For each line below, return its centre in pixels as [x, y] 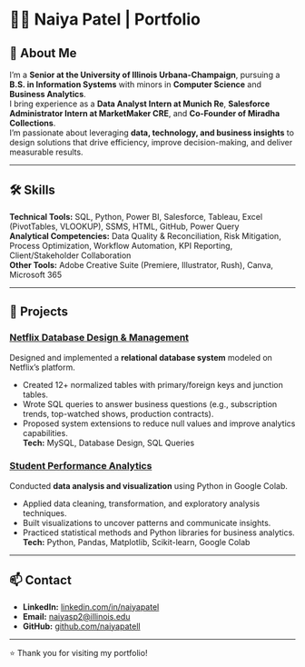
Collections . [33, 123]
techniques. [44, 513]
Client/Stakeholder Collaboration [70, 255]
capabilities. [45, 433]
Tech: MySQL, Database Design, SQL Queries [108, 443]
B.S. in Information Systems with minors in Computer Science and [135, 85]
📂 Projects [39, 312]
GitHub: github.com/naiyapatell [81, 626]
